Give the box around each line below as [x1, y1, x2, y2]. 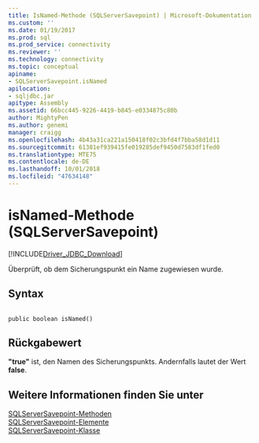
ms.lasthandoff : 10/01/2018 [8, 165, 101, 173]
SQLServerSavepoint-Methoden [8, 409, 113, 419]
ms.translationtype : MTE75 [8, 150, 97, 158]
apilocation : [8, 84, 51, 93]
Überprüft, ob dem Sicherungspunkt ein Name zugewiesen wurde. [8, 264, 224, 274]
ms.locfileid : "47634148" [8, 172, 93, 181]
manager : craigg [8, 128, 61, 136]
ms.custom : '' [8, 19, 55, 27]
